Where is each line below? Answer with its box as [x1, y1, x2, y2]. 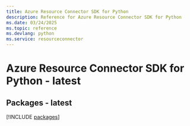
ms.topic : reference [6, 25, 58, 31]
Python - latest [6, 75, 81, 88]
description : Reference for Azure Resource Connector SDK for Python [6, 14, 182, 20]
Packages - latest [6, 98, 72, 108]
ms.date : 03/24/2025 [6, 20, 58, 25]
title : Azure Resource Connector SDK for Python [6, 8, 129, 15]
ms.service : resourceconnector [6, 36, 84, 42]
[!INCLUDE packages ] [6, 114, 60, 120]
